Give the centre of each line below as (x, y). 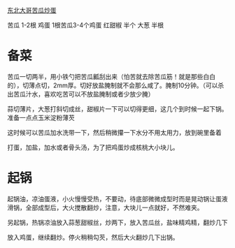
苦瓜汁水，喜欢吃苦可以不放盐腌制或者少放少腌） (84, 94)
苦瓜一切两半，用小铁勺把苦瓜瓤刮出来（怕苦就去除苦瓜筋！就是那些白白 (111, 76)
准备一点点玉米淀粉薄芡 (41, 117)
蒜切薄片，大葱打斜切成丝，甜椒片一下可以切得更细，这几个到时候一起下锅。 (117, 109)
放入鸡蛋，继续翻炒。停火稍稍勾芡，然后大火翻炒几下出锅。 (93, 237)
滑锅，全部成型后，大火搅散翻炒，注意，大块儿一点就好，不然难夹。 (105, 207)
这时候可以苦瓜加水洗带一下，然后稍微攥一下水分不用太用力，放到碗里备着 (114, 132)
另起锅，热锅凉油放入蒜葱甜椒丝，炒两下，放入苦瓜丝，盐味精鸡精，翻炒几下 (117, 222)
